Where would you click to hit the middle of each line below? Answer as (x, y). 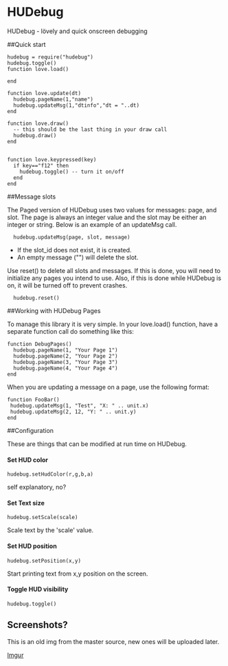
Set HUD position (32, 546)
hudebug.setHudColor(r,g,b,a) (50, 474)
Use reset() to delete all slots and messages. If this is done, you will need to (114, 270)
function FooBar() (33, 400)
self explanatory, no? (37, 487)
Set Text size (26, 503)
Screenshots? (38, 625)
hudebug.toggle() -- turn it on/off (72, 172)
